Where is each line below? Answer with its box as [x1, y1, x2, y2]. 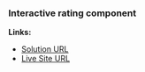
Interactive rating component [8, 7, 137, 19]
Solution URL [20, 44, 69, 54]
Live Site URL [20, 54, 71, 64]
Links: [8, 27, 32, 38]
